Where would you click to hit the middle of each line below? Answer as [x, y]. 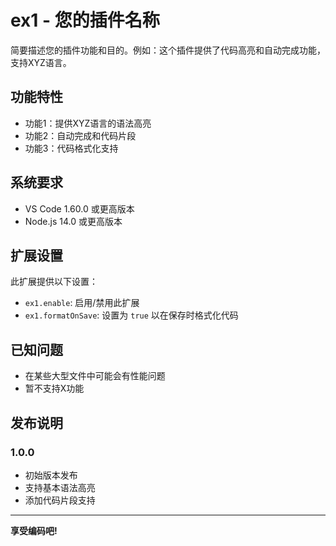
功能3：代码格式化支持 [71, 148]
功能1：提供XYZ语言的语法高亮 [88, 123]
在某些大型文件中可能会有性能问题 [95, 376]
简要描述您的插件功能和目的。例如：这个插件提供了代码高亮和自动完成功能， [168, 50]
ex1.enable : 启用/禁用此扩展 [82, 303]
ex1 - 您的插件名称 [85, 20]
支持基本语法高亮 [60, 487]
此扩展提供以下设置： [54, 282]
